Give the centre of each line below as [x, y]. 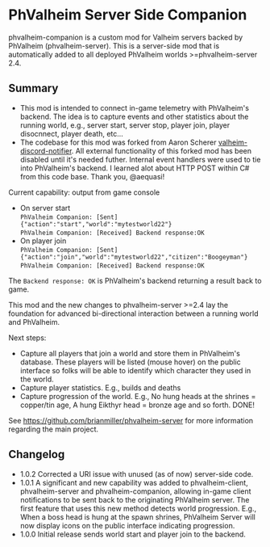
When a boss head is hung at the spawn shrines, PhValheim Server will [137, 517]
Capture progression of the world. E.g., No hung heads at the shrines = [138, 396]
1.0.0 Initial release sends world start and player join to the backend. [133, 534]
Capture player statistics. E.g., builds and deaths [100, 387]
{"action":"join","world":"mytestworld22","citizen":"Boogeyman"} [134, 257]
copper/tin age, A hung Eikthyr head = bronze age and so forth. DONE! [137, 405]
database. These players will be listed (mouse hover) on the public [131, 362]
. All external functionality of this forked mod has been [162, 150]
